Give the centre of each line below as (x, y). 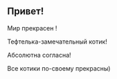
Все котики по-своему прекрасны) (59, 68)
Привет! (26, 11)
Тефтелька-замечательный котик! (57, 42)
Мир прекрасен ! (32, 28)
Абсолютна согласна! (39, 55)
